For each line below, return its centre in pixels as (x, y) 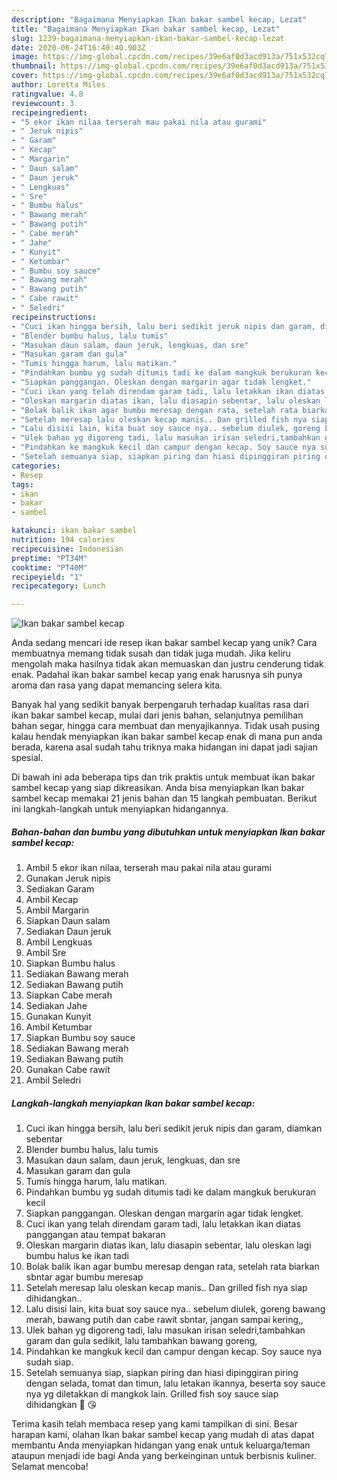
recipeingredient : (49, 112)
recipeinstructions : (54, 317)
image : (25, 57)
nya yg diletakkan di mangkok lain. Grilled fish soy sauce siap (152, 1394)
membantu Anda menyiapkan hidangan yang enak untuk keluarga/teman (161, 1445)
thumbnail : (34, 66)
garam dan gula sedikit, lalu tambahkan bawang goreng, (141, 1341)
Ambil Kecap (52, 900)
